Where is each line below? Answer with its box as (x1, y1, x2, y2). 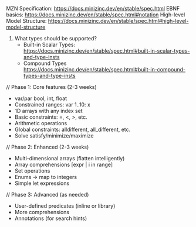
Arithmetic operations (14, 120, 67, 126)
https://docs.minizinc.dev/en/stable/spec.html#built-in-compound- (23, 66, 186, 73)
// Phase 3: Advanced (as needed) (6, 191, 89, 198)
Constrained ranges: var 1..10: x (14, 101, 91, 108)
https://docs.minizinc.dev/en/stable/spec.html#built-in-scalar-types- (23, 47, 190, 54)
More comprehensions (14, 209, 69, 215)
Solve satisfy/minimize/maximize (14, 132, 94, 139)
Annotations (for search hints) (14, 215, 87, 222)
